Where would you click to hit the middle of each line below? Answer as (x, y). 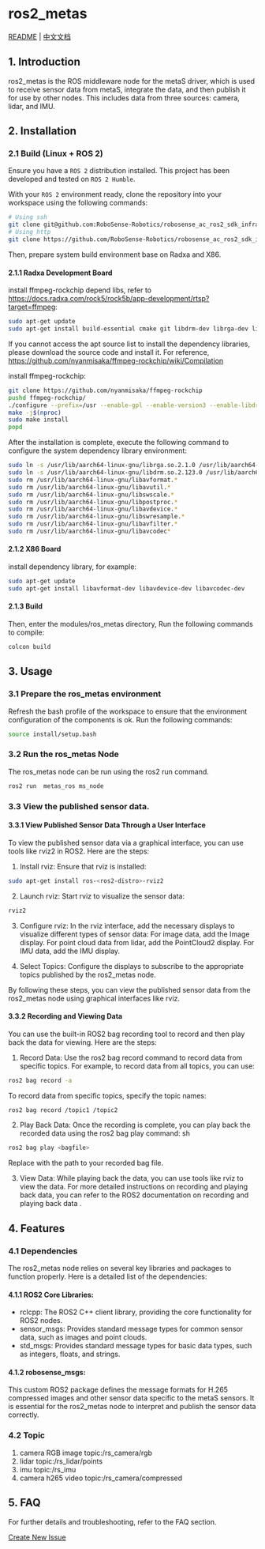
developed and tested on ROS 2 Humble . (72, 179)
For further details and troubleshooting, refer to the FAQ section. (112, 1521)
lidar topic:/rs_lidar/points (61, 1461)
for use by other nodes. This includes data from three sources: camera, (124, 98)
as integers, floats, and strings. (70, 1354)
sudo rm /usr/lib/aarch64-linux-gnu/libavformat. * (93, 480)
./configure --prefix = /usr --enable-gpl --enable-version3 (107, 405)
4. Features (37, 1229)
